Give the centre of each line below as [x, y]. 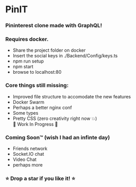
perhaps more [27, 165]
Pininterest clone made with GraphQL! [54, 26]
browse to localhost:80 [37, 72]
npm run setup [28, 61]
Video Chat [25, 159]
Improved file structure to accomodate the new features [72, 96]
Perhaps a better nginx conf [42, 107]
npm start [23, 67]
